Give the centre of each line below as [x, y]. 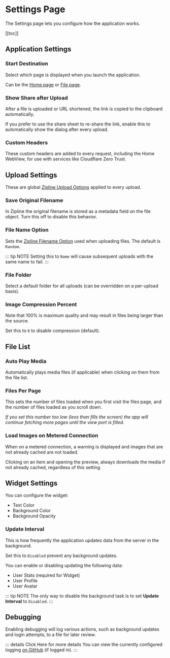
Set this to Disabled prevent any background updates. [61, 555]
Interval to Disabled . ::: [29, 601]
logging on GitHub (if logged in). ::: [41, 650]
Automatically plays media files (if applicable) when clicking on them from [82, 372]
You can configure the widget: [37, 496]
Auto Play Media [26, 361]
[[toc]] [12, 33]
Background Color [31, 511]
